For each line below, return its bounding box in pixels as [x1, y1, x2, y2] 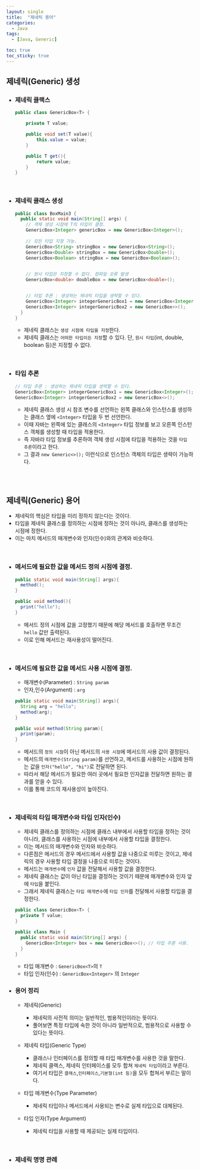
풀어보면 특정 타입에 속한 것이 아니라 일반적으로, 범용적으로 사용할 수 [32, 1022, 192, 1029]
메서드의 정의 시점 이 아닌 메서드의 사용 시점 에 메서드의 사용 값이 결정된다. [23, 748, 190, 755]
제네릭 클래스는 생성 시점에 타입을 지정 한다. [23, 327, 121, 334]
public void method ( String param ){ [14, 725, 104, 731]
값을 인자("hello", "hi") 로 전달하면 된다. [30, 763, 128, 770]
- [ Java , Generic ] [11, 36, 58, 42]
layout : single [6, 8, 44, 15]
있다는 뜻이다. [32, 1029, 65, 1036]
